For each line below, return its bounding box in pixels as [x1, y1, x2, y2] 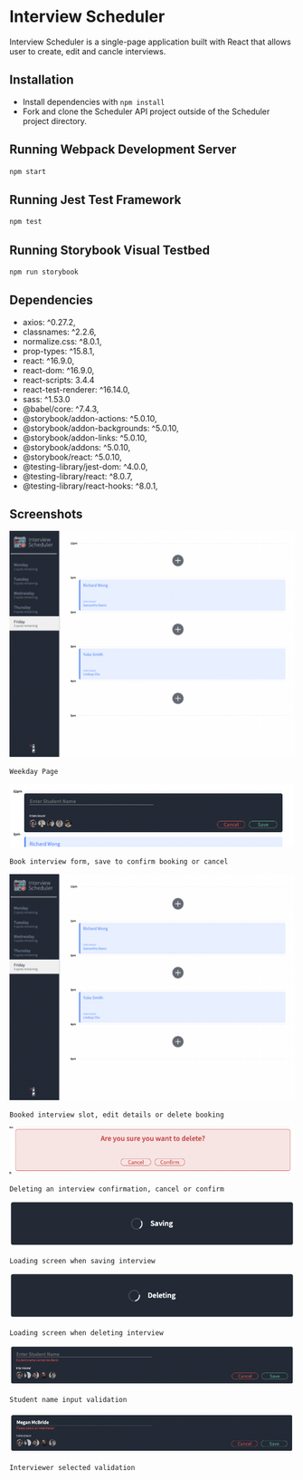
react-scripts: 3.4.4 [22, 374, 95, 385]
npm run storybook [9, 267, 79, 276]
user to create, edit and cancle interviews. [9, 45, 166, 56]
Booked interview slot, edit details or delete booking [9, 1110, 224, 1119]
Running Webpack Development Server [9, 142, 237, 158]
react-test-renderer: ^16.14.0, [22, 383, 130, 395]
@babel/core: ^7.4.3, [22, 403, 99, 414]
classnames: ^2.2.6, [22, 326, 97, 337]
